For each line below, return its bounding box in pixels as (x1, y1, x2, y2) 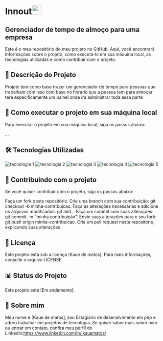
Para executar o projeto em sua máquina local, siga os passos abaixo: (5, 121, 146, 127)
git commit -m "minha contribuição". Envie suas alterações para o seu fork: (5, 214, 157, 220)
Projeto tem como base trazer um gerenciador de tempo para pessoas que (5, 84, 156, 89)
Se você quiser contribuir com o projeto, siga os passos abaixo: (5, 189, 134, 195)
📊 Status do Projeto (5, 272, 67, 280)
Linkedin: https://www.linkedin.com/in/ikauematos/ (5, 330, 107, 336)
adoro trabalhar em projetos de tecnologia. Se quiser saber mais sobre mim (5, 319, 158, 325)
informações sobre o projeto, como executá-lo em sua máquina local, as (5, 52, 151, 57)
